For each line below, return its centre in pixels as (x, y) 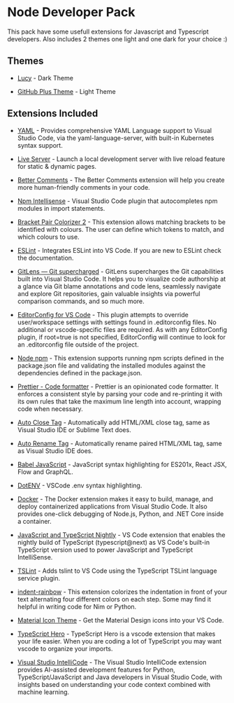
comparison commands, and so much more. (81, 301)
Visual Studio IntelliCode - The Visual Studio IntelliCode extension (112, 662)
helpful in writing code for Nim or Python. (77, 606)
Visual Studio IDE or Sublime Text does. (74, 430)
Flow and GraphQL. (45, 472)
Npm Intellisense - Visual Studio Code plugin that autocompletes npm (117, 201)
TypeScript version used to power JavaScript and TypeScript (105, 550)
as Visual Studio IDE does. (55, 451)
